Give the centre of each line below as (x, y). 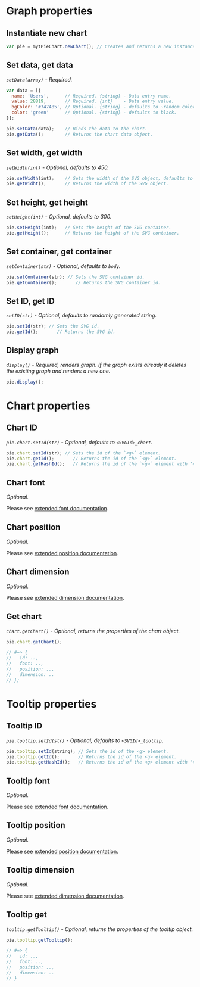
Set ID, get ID (30, 301)
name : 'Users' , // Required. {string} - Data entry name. (91, 96)
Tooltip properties (51, 704)
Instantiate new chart (47, 33)
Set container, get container (59, 252)
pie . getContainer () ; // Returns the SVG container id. (84, 282)
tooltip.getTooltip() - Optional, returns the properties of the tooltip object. (100, 929)
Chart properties (48, 406)
